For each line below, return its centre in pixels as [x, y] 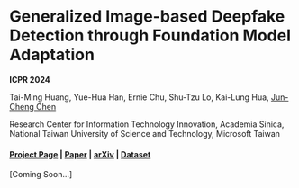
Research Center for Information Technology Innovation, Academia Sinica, [147, 124]
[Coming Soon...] [41, 175]
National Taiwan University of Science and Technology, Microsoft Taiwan [145, 133]
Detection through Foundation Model [150, 36]
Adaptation [52, 55]
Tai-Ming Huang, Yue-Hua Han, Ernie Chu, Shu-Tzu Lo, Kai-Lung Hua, [139, 97]
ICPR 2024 [30, 79]
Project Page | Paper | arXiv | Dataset [80, 154]
